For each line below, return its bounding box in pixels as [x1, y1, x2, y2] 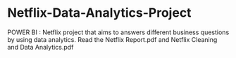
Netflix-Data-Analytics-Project [7, 5, 192, 21]
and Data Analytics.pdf [7, 43, 74, 51]
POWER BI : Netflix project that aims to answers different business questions [7, 28, 230, 36]
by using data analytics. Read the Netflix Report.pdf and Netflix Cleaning [7, 35, 218, 43]
